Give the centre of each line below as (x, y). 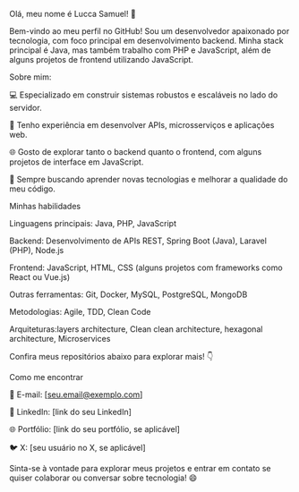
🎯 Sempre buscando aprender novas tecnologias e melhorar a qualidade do (149, 179)
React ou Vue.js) (40, 277)
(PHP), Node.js (37, 250)
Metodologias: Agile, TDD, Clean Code (80, 312)
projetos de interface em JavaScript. (77, 162)
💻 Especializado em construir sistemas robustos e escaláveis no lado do (144, 95)
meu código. (33, 189)
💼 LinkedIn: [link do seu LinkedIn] (71, 412)
